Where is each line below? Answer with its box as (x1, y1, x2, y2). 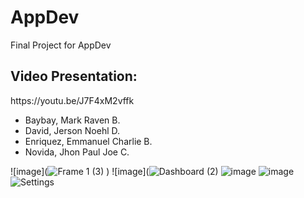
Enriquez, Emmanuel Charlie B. (24, 135, 153, 147)
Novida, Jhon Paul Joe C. (24, 146, 130, 158)
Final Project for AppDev (10, 39, 112, 51)
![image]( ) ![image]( (10, 165, 150, 177)
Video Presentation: (10, 68, 138, 85)
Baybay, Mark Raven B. (24, 114, 121, 126)
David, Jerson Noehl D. (24, 124, 121, 136)
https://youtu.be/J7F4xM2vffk (10, 94, 135, 106)
